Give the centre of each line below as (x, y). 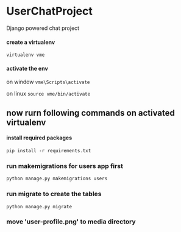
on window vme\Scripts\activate (48, 82)
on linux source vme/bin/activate (48, 94)
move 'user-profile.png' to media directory (71, 222)
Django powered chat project (43, 28)
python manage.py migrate (39, 206)
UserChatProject (50, 11)
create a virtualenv (31, 42)
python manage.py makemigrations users (57, 179)
